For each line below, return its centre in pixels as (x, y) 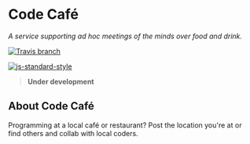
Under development (61, 81)
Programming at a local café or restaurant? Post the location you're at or (125, 125)
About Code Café (51, 106)
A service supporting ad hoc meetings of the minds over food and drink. (125, 36)
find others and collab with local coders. (74, 133)
